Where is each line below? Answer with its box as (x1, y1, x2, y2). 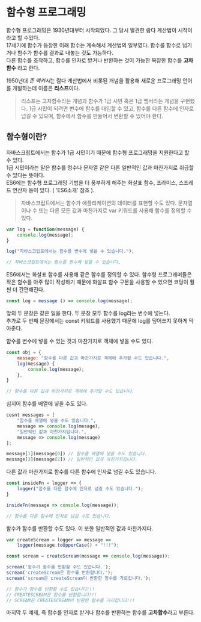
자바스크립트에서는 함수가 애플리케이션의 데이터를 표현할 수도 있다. (20, 199, 177, 207)
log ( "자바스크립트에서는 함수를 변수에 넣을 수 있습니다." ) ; (6, 248, 134, 255)
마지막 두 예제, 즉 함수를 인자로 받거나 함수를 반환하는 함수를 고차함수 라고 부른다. (6, 609, 195, 616)
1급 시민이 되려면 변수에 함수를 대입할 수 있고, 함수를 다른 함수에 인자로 (29, 105, 194, 112)
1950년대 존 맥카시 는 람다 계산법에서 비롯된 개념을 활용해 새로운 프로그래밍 (6, 76, 182, 84)
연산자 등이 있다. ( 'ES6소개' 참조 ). (12, 186, 95, 193)
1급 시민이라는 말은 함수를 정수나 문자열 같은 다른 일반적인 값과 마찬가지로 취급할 (6, 164, 194, 171)
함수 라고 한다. (6, 64, 40, 71)
